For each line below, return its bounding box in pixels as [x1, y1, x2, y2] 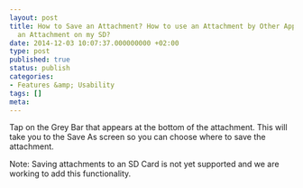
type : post [9, 47, 50, 56]
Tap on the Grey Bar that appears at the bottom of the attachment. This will [9, 122, 288, 133]
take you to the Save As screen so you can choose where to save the [9, 132, 266, 143]
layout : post [9, 13, 59, 23]
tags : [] [9, 89, 42, 98]
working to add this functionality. [9, 168, 132, 179]
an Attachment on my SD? [17, 30, 111, 39]
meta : [9, 97, 30, 107]
